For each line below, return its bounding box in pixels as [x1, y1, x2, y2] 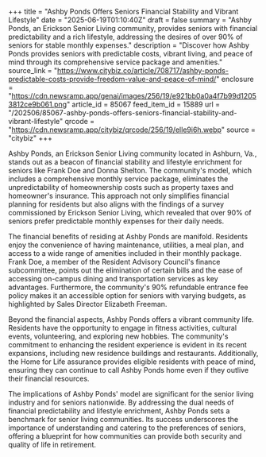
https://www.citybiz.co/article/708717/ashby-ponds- [56, 66, 229, 75]
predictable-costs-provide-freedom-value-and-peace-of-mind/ [8, 75, 217, 83]
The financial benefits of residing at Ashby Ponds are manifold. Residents [8, 232, 249, 241]
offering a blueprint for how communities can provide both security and [8, 432, 242, 440]
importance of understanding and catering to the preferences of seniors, [8, 423, 246, 432]
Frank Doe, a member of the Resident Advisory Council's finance [8, 258, 221, 266]
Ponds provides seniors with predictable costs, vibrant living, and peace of [8, 49, 253, 58]
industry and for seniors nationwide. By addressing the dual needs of [8, 397, 234, 407]
